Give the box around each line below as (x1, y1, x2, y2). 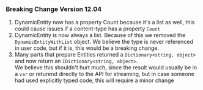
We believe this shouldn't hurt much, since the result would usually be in (14, 64, 197, 71)
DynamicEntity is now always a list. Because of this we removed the (14, 32, 186, 39)
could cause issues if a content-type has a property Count (14, 25, 161, 32)
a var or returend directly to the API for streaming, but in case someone (14, 71, 195, 78)
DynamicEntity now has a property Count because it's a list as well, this (14, 19, 195, 26)
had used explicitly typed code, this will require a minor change (14, 77, 175, 84)
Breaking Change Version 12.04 (6, 5, 102, 13)
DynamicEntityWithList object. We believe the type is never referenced (14, 38, 193, 46)
